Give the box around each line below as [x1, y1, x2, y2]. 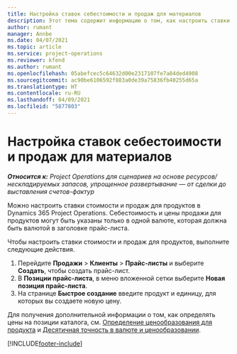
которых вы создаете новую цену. [17, 296, 122, 305]
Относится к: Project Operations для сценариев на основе [7, 172, 184, 181]
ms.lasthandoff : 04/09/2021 [7, 97, 91, 104]
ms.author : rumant [7, 63, 62, 70]
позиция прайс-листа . [17, 281, 87, 290]
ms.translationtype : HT [7, 83, 78, 90]
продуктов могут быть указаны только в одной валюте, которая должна [7, 216, 227, 225]
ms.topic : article [7, 43, 62, 50]
